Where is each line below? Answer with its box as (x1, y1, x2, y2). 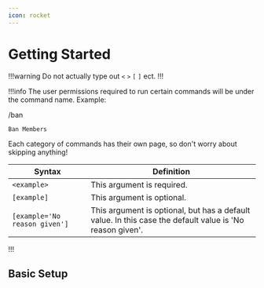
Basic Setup (8, 267, 68, 280)
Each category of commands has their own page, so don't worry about (8, 139, 237, 148)
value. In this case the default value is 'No (90, 214, 245, 225)
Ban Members (8, 125, 47, 133)
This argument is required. (90, 179, 188, 190)
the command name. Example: (8, 95, 107, 104)
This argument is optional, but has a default (90, 205, 251, 216)
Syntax (34, 166, 61, 177)
